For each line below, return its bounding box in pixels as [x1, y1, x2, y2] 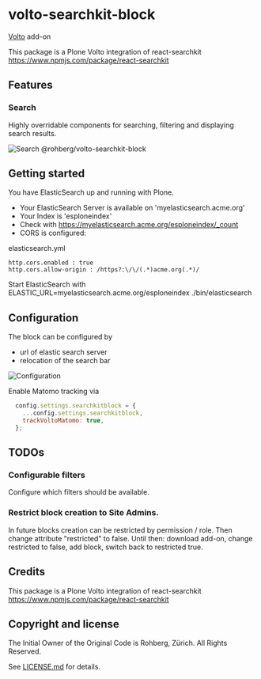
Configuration [8, 311, 79, 324]
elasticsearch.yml [8, 244, 66, 253]
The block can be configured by [8, 332, 113, 342]
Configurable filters [8, 469, 85, 480]
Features [8, 78, 53, 92]
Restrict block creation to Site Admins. [8, 507, 160, 518]
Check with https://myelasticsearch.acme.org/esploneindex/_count [19, 220, 239, 229]
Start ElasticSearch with [8, 279, 86, 290]
